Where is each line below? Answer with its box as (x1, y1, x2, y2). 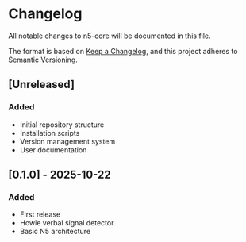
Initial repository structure (19, 120, 105, 129)
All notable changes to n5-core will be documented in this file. (8, 31, 212, 40)
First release (19, 209, 61, 219)
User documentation (19, 144, 87, 155)
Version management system (19, 136, 116, 146)
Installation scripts (19, 128, 80, 137)
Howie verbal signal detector (19, 218, 114, 228)
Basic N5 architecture (19, 227, 91, 236)
